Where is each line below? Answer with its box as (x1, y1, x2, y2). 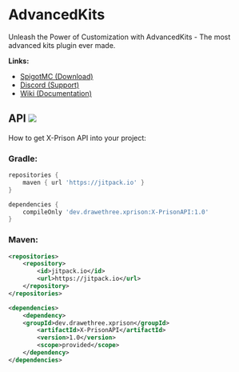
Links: (8, 56, 30, 66)
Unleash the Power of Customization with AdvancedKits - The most (8, 32, 231, 42)
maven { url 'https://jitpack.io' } (22, 178, 145, 186)
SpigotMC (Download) (19, 71, 94, 81)
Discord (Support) (19, 80, 80, 90)
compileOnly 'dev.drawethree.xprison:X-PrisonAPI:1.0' (22, 208, 209, 216)
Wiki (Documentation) (19, 88, 92, 98)
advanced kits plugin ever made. (8, 40, 116, 50)
